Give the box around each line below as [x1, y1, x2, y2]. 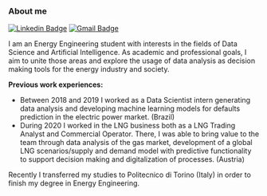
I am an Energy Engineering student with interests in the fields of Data [8, 39, 238, 49]
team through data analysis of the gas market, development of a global [19, 138, 253, 147]
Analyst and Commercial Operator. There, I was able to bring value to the [19, 129, 260, 139]
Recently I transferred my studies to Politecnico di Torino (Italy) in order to [8, 170, 251, 180]
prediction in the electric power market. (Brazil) [19, 112, 175, 122]
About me [8, 6, 48, 17]
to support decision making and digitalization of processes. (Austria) [19, 155, 245, 164]
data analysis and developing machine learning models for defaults [19, 104, 241, 113]
